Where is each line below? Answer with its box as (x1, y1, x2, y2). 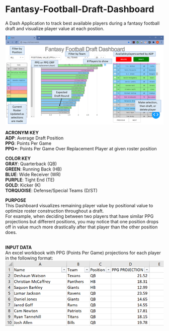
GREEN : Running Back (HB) (5, 166, 62, 172)
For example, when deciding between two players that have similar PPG (5, 213, 154, 219)
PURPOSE (5, 197, 27, 203)
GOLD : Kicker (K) (5, 182, 41, 188)
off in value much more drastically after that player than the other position (5, 224, 158, 230)
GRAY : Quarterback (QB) (5, 161, 57, 167)
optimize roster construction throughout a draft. (5, 208, 104, 214)
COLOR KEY (5, 155, 31, 161)
